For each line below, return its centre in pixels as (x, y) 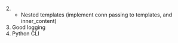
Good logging (29, 27)
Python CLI (26, 34)
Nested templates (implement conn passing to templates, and (96, 15)
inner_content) (39, 21)
